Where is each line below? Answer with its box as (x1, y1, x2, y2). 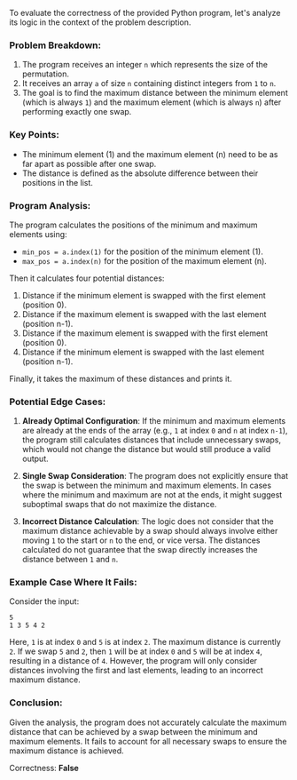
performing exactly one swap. (21, 107, 132, 117)
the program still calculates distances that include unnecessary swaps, (21, 434, 282, 445)
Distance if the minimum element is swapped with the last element (21, 346, 265, 357)
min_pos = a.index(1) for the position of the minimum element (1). (21, 246, 263, 257)
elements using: (9, 228, 68, 239)
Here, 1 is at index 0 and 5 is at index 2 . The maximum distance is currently (9, 637, 281, 648)
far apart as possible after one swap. (21, 158, 157, 169)
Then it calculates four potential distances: (9, 273, 165, 283)
